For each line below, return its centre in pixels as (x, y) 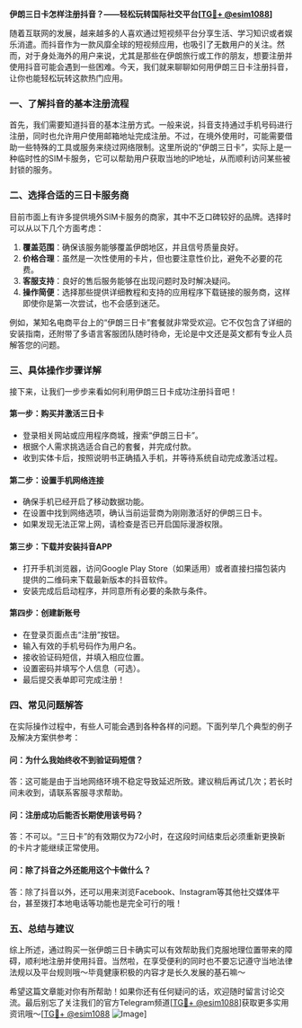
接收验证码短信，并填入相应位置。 (85, 657)
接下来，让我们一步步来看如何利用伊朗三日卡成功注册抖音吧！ (124, 391)
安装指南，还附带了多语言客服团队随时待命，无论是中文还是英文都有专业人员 (151, 333)
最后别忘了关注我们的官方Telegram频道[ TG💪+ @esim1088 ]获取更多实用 (157, 1002)
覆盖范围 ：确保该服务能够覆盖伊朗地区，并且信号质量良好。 (133, 247)
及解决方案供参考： (45, 737)
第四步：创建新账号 (45, 613)
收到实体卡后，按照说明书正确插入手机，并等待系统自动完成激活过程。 (152, 458)
